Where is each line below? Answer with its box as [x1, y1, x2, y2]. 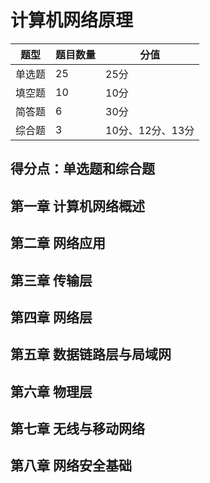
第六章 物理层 [10, 383, 93, 400]
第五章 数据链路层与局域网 [10, 346, 172, 363]
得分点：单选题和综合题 [10, 161, 155, 178]
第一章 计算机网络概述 [10, 197, 145, 215]
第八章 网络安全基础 [10, 457, 132, 475]
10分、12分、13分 [105, 123, 195, 137]
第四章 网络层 [10, 309, 93, 326]
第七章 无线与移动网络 [10, 421, 145, 438]
